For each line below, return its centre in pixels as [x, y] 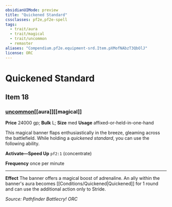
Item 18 [17, 97]
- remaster [21, 44]
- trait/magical [27, 34]
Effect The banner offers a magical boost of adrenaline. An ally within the [83, 178]
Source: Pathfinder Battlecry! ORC [41, 199]
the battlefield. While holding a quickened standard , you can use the [77, 138]
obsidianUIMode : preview [32, 10]
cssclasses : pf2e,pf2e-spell [36, 19]
